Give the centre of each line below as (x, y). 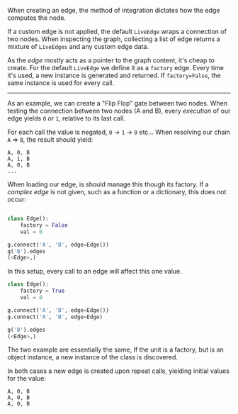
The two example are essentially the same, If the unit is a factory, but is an (116, 349)
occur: (17, 199)
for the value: (27, 379)
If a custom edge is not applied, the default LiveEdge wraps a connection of (117, 32)
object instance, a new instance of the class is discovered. (93, 357)
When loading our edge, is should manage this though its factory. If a (108, 184)
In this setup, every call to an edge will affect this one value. (95, 272)
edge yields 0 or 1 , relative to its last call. (67, 118)
